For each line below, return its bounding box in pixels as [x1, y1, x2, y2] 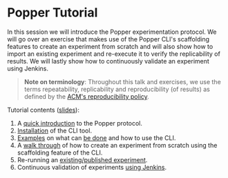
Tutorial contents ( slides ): [7, 106, 79, 114]
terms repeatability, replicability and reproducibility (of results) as [23, 85, 211, 93]
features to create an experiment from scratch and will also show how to [7, 42, 213, 50]
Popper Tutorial [7, 5, 98, 21]
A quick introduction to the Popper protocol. [17, 119, 143, 127]
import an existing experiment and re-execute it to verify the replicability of [7, 50, 221, 58]
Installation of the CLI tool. [17, 126, 92, 135]
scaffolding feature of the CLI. [17, 148, 103, 157]
